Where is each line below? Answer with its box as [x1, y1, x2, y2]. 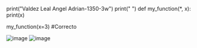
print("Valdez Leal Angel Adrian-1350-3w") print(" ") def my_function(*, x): [6, 5, 192, 12]
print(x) [6, 11, 25, 19]
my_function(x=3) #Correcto [6, 23, 77, 30]
